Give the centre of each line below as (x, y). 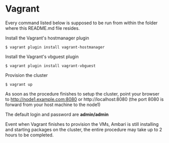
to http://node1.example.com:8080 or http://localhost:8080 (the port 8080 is (84, 99)
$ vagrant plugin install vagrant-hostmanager (55, 47)
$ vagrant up (19, 84)
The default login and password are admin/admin (57, 114)
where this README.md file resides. (42, 28)
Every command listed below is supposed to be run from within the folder (81, 23)
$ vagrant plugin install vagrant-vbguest (50, 66)
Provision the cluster (26, 75)
